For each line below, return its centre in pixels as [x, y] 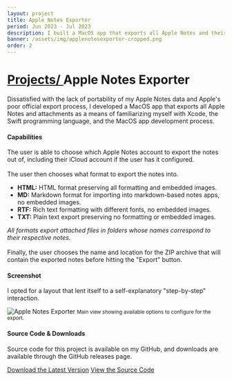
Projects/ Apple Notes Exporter [98, 80]
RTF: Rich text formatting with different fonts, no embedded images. [114, 210]
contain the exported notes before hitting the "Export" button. [95, 260]
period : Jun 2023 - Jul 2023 [49, 26]
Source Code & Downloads [46, 333]
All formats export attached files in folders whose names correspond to [109, 230]
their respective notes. [39, 238]
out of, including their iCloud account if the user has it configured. [101, 160]
